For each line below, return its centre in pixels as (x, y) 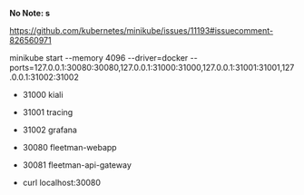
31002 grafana (49, 130)
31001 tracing (48, 112)
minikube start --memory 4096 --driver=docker (99, 58)
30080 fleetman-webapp (69, 147)
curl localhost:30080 (62, 182)
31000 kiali (43, 95)
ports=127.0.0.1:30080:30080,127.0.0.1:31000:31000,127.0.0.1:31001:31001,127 (152, 68)
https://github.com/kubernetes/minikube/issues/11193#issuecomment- (142, 30)
